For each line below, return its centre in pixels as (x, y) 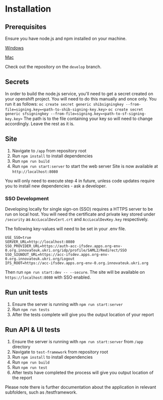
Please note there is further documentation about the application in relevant (81, 387)
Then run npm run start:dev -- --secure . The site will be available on (75, 272)
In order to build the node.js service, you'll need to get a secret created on (79, 94)
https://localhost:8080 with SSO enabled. (48, 277)
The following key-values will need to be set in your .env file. (65, 229)
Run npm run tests (31, 309)
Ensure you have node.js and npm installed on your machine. (66, 38)
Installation (28, 9)
